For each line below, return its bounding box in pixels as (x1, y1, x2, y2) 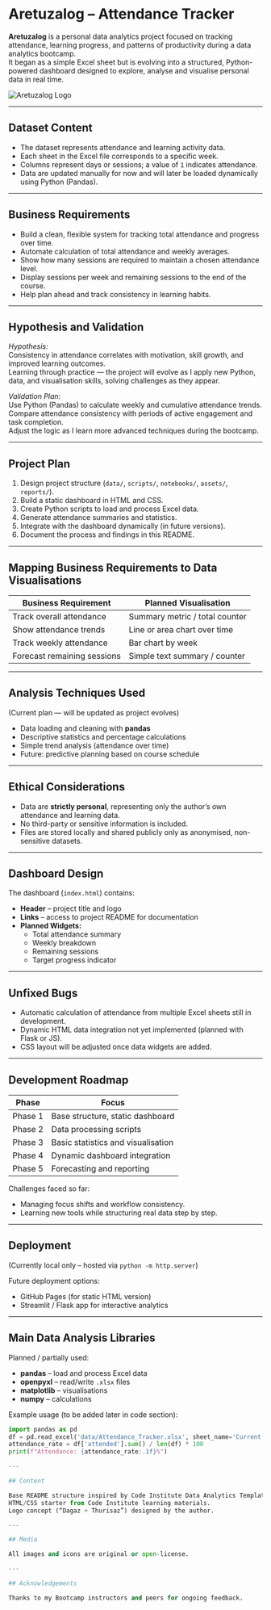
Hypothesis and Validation (8, 320, 144, 333)
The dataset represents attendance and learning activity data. (19, 142, 226, 152)
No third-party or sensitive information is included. (19, 819, 188, 828)
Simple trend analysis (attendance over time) (19, 740, 169, 750)
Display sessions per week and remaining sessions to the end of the (19, 272, 247, 282)
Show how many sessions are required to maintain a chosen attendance (19, 255, 260, 265)
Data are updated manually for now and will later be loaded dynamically (19, 168, 258, 178)
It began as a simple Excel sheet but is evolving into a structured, (8, 57, 224, 67)
